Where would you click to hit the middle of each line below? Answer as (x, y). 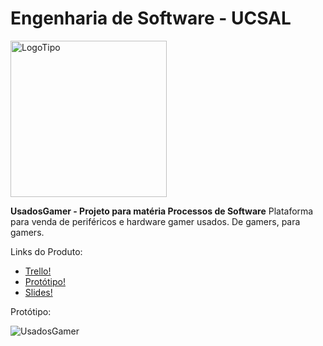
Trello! (38, 271)
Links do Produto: (46, 251)
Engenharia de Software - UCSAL (151, 18)
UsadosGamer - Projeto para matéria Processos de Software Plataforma (162, 211)
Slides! (38, 292)
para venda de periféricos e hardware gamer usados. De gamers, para (155, 221)
